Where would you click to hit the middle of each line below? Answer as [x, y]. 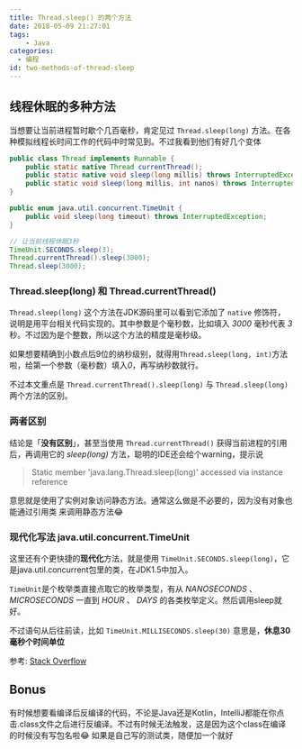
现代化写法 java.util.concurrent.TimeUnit [100, 537]
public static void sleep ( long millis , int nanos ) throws [136, 184]
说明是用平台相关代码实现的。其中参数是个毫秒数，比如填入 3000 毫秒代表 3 [151, 324]
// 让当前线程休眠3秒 [44, 241]
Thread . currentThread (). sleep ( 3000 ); [80, 258]
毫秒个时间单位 [37, 642]
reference [49, 481]
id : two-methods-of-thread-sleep [72, 69]
